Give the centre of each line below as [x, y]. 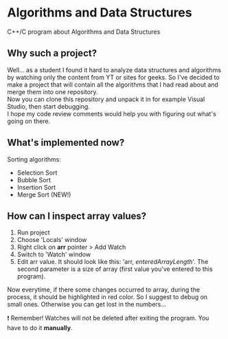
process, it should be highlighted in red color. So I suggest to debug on [107, 297]
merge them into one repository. [53, 91]
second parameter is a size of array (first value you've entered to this [115, 269]
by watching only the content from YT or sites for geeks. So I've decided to [113, 77]
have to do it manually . [40, 328]
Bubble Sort [34, 179]
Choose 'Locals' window [52, 240]
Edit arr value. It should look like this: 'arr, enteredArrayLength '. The [113, 262]
